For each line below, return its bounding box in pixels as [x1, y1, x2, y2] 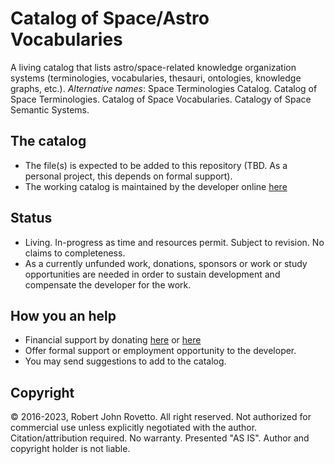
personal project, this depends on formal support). [24, 170, 233, 182]
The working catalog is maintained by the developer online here [24, 180, 288, 192]
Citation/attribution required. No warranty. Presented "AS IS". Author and [10, 432, 310, 444]
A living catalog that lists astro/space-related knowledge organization [10, 61, 297, 73]
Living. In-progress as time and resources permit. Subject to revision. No [24, 236, 325, 248]
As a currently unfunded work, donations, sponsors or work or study [24, 257, 308, 269]
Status [10, 210, 53, 227]
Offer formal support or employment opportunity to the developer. [24, 345, 297, 357]
